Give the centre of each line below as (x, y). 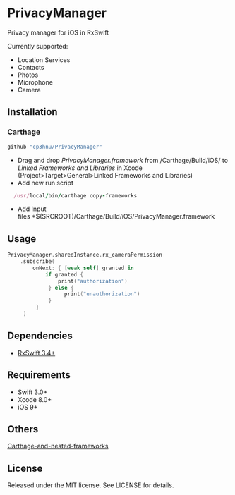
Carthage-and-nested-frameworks (58, 446)
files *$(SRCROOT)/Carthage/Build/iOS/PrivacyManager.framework (116, 216)
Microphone (35, 82)
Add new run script (46, 183)
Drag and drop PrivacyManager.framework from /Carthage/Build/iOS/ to (122, 160)
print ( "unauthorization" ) (102, 294)
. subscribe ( (37, 262)
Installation (32, 112)
